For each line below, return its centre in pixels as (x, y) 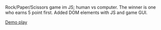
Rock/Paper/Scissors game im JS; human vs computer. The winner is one (80, 7)
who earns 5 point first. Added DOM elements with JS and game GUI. (77, 12)
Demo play (16, 22)
